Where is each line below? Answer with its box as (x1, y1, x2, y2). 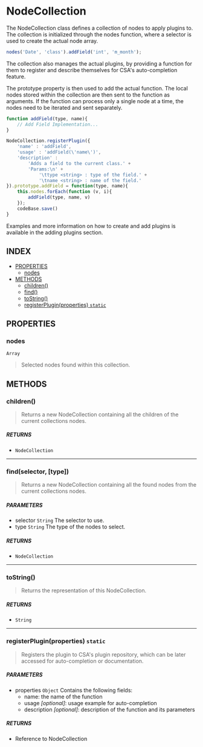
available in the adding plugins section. (6, 229, 103, 236)
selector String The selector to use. (14, 517, 105, 524)
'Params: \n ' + (28, 166, 63, 172)
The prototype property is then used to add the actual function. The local (6, 84, 188, 92)
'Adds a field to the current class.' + (28, 160, 131, 166)
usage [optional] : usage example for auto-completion (24, 699, 157, 706)
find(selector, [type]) (6, 467, 69, 476)
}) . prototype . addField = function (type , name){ (6, 183, 129, 189)
